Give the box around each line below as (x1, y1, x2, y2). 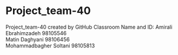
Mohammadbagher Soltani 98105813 (5, 42, 95, 49)
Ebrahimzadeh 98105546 (5, 29, 67, 36)
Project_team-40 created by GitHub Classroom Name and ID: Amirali (5, 23, 173, 30)
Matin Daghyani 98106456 (5, 36, 70, 43)
